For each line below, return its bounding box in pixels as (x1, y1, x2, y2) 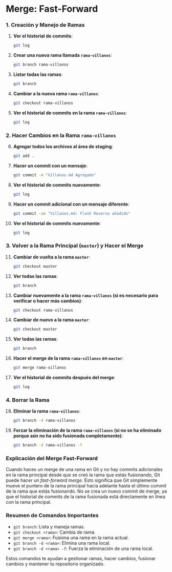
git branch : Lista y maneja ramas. (13, 523, 85, 529)
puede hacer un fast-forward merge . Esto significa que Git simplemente (6, 477, 158, 483)
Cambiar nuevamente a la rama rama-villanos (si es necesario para (13, 292, 158, 298)
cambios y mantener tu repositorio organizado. (6, 561, 105, 567)
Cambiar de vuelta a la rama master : (13, 254, 90, 260)
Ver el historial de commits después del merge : (13, 375, 116, 381)
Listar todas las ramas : (13, 71, 63, 77)
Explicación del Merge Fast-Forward (6, 455, 98, 462)
